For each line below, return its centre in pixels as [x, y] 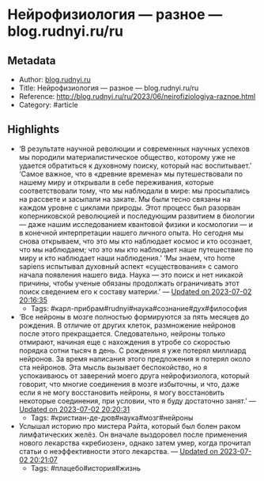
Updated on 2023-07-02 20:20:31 [74, 409]
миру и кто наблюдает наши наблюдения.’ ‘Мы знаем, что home [127, 258]
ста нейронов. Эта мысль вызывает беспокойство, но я [113, 367]
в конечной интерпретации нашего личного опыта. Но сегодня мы [131, 233]
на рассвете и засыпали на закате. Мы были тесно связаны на [124, 199]
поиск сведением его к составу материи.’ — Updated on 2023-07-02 [135, 291]
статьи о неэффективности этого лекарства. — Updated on [118, 451]
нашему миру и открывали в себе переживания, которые [116, 182]
